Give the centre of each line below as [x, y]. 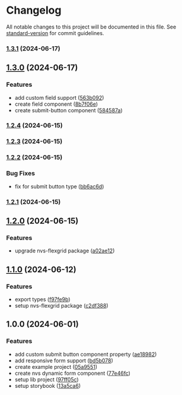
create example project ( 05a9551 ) [56, 366]
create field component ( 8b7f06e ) [56, 104]
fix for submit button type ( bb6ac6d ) [59, 186]
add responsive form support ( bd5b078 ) [64, 361]
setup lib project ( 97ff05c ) [47, 379]
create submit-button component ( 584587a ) [68, 110]
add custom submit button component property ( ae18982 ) [86, 354]
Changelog [34, 10]
